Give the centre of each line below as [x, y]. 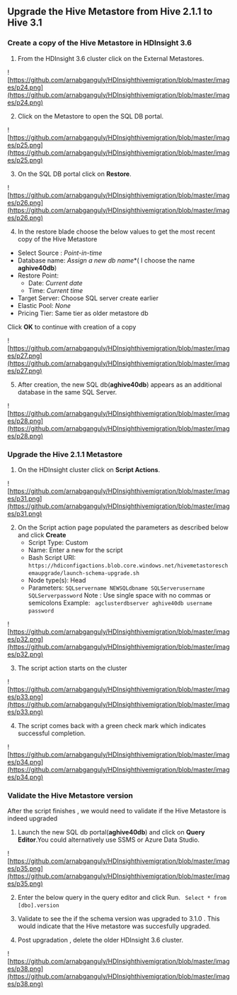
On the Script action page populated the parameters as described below [123, 527]
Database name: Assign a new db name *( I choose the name [106, 260]
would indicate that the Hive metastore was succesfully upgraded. [114, 926]
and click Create [42, 534]
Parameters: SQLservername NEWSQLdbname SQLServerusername [116, 588]
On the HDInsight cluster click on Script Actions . [89, 469]
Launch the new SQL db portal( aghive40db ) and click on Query [111, 832]
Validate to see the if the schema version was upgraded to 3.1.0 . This [119, 919]
